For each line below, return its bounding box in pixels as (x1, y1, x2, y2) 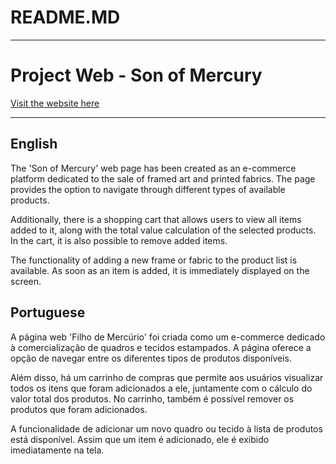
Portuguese (10, 304, 86, 321)
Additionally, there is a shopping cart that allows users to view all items (10, 213, 302, 225)
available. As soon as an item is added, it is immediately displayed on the (10, 264, 310, 276)
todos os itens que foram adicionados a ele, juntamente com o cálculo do (10, 382, 313, 394)
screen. (10, 275, 42, 287)
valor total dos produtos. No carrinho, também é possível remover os (10, 392, 295, 405)
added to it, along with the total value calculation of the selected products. (10, 224, 317, 236)
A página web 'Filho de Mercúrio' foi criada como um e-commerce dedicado (10, 331, 326, 343)
